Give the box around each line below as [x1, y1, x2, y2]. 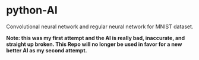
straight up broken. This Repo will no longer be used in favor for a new [6, 41, 182, 48]
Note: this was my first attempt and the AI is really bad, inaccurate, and [6, 34, 185, 41]
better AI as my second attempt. [6, 46, 87, 54]
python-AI [6, 4, 58, 17]
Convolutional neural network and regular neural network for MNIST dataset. [6, 23, 194, 30]
